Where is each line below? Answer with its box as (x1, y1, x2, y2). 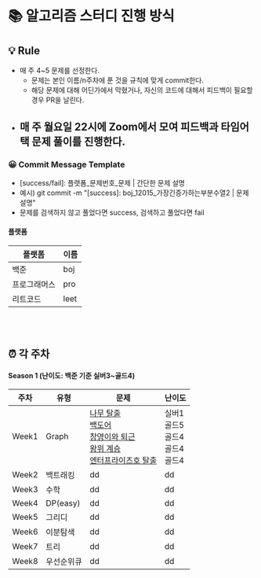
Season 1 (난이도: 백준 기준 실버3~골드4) (8, 370, 136, 380)
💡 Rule (8, 44, 41, 57)
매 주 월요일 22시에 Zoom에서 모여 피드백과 (19, 120, 219, 134)
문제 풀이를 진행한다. (31, 135, 125, 149)
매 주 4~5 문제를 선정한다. (19, 66, 100, 75)
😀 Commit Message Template (8, 159, 125, 170)
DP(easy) (45, 498, 81, 509)
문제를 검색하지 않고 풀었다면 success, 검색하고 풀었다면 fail (19, 208, 205, 217)
